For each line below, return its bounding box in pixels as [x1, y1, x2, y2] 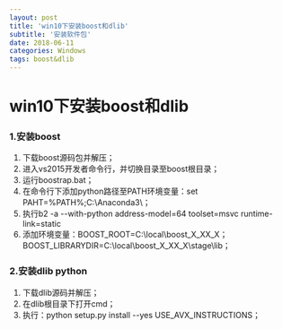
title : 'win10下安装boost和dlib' [9, 22, 129, 30]
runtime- [241, 208, 273, 220]
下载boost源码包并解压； [22, 152, 115, 163]
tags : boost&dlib [9, 55, 75, 64]
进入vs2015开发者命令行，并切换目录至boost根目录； [22, 163, 220, 175]
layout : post [9, 13, 58, 22]
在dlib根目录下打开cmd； [22, 298, 116, 309]
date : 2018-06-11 [9, 38, 75, 48]
